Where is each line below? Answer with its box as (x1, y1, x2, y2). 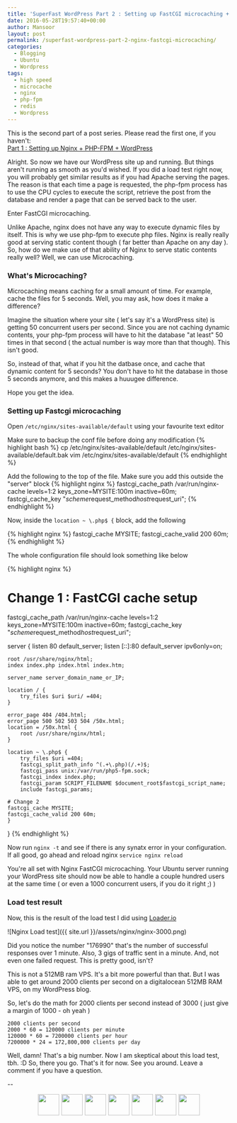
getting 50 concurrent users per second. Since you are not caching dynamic (7, 323, 230, 332)
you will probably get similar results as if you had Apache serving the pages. (7, 172, 230, 181)
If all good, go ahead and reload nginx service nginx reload (7, 851, 183, 859)
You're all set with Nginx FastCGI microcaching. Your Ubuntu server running (7, 865, 229, 873)
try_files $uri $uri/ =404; (20, 693, 103, 700)
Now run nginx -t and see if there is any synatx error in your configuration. (7, 843, 227, 852)
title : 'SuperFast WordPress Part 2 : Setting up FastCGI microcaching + (7, 10, 230, 18)
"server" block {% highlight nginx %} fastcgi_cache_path (7, 480, 173, 488)
